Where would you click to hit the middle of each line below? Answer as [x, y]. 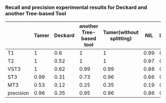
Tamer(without [121, 33]
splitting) [121, 38]
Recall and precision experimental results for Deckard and [76, 7]
